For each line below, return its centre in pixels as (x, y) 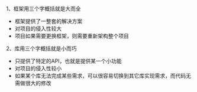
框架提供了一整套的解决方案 (49, 21)
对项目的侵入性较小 (38, 68)
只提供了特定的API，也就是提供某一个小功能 (68, 61)
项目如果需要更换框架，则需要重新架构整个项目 (72, 36)
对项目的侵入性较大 (38, 29)
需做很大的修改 (33, 83)
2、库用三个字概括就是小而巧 (41, 48)
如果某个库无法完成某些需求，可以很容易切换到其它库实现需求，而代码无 (103, 76)
